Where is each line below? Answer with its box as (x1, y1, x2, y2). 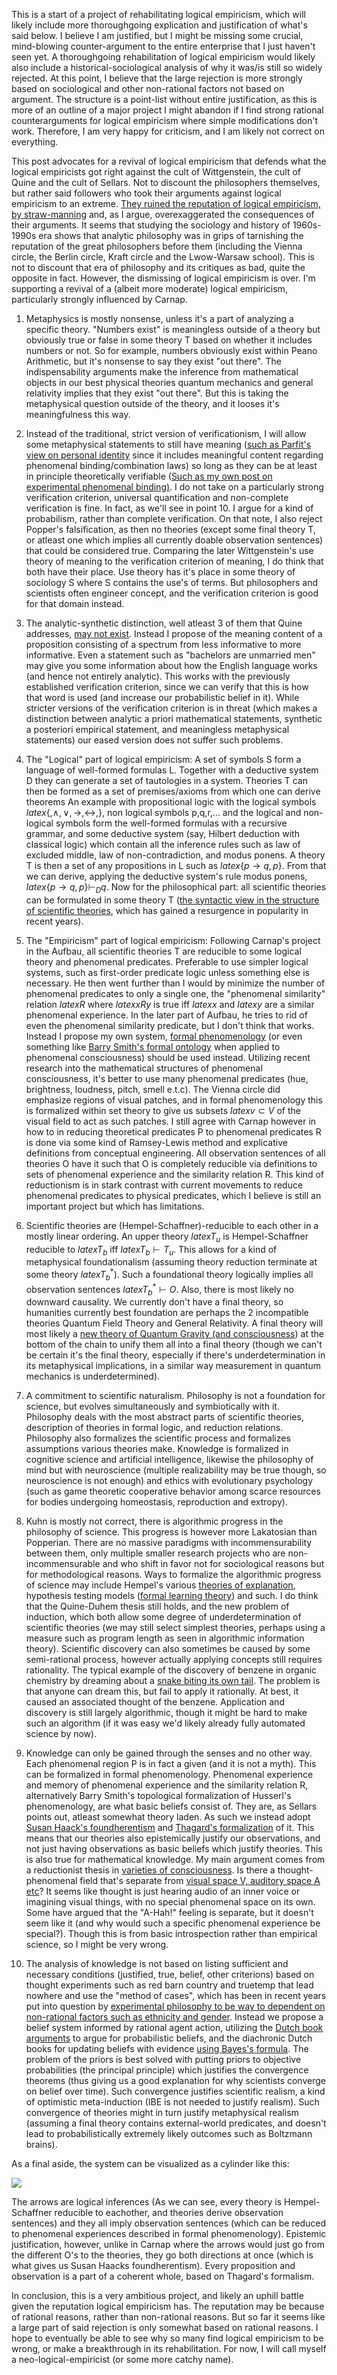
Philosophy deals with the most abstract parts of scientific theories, (25, 1411, 304, 1423)
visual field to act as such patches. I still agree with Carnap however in (25, 1115, 317, 1127)
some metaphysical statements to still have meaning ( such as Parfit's (25, 439, 312, 450)
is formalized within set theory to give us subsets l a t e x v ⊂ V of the (25, 1104, 301, 1116)
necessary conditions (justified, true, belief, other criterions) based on (25, 1969, 315, 1981)
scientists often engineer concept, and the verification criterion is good (25, 587, 319, 599)
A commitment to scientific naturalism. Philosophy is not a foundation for (25, 1390, 326, 1402)
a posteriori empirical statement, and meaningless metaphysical (25, 724, 290, 735)
